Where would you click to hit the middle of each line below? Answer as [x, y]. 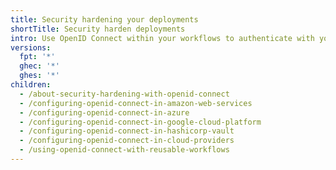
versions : [31, 47]
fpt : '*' [37, 57]
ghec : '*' [39, 66]
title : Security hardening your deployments [104, 19]
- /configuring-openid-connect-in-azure [104, 112]
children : [31, 85]
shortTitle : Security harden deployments [98, 29]
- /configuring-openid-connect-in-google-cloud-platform [140, 122]
